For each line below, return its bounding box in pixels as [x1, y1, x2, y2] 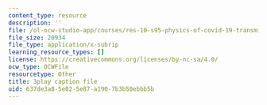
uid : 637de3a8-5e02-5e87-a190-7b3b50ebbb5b [8, 84, 155, 93]
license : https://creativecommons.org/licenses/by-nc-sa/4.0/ [8, 56, 219, 64]
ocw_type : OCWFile [8, 63, 69, 71]
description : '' [8, 19, 62, 27]
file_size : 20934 [8, 33, 66, 42]
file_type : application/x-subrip [8, 41, 119, 49]
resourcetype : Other [8, 70, 77, 78]
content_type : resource [8, 11, 87, 20]
